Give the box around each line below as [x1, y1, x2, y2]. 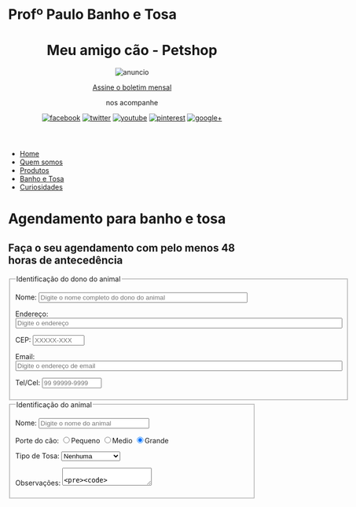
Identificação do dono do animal [16, 274, 121, 284]
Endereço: [15, 309, 49, 319]
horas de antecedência [8, 253, 123, 266]
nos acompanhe [105, 98, 159, 108]
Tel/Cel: [15, 378, 41, 388]
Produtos [19, 166, 50, 175]
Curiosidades [19, 182, 63, 192]
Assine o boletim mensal [92, 83, 172, 92]
